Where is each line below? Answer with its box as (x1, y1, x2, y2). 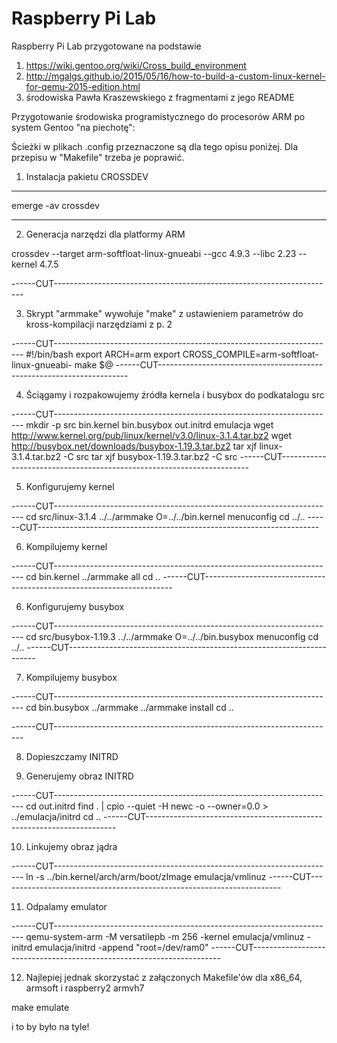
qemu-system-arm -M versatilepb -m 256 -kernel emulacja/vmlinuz (25, 930, 305, 942)
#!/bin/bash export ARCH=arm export (25, 348, 181, 360)
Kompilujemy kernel (25, 540, 108, 552)
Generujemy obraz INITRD (25, 770, 134, 782)
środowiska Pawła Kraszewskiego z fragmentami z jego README (25, 91, 295, 103)
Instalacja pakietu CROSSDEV (25, 170, 149, 182)
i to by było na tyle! (11, 1020, 90, 1032)
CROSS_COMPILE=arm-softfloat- (182, 348, 319, 360)
